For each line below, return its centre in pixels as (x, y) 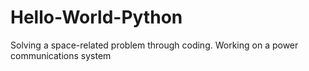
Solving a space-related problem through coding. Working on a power (154, 45)
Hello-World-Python (96, 17)
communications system (61, 55)
